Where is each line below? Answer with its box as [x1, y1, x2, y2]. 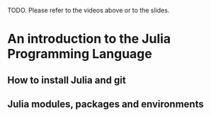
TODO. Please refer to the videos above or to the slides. [7, 6, 170, 14]
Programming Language [7, 46, 152, 62]
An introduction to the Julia [7, 31, 171, 47]
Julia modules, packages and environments [7, 98, 204, 110]
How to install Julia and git [7, 74, 126, 86]
